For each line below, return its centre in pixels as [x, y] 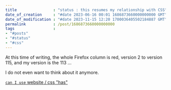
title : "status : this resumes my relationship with [81, 10]
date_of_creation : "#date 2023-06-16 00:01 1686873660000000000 [81, 15]
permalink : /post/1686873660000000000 [60, 24]
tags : [31, 29]
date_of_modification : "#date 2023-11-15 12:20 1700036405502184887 [81, 19]
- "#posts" [17, 33]
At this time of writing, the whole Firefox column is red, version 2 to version [84, 57]
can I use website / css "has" [36, 82]
